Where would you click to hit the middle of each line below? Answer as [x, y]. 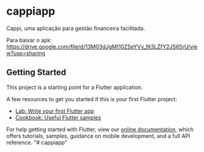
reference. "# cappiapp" [37, 142]
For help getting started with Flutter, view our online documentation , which [100, 129]
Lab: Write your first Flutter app [55, 111]
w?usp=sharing [26, 53]
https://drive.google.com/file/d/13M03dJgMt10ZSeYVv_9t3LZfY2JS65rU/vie [102, 47]
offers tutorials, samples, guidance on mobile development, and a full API [98, 135]
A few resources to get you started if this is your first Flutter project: [92, 99]
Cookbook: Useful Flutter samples [58, 117]
